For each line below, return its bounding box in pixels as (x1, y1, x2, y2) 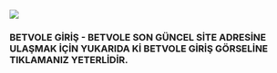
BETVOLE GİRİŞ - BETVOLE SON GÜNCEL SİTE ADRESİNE (9, 31, 267, 43)
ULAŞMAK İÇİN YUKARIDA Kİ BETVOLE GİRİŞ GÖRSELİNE (9, 42, 269, 55)
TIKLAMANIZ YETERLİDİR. (9, 53, 128, 66)
